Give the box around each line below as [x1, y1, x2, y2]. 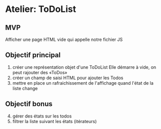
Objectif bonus [5, 100, 52, 108]
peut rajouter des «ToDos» [12, 69, 67, 75]
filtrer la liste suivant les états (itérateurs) [12, 118, 97, 124]
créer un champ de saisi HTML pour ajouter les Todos [12, 75, 123, 81]
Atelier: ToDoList [5, 3, 76, 15]
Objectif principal [5, 51, 61, 59]
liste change [12, 85, 38, 91]
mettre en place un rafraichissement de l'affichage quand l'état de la [12, 80, 154, 86]
